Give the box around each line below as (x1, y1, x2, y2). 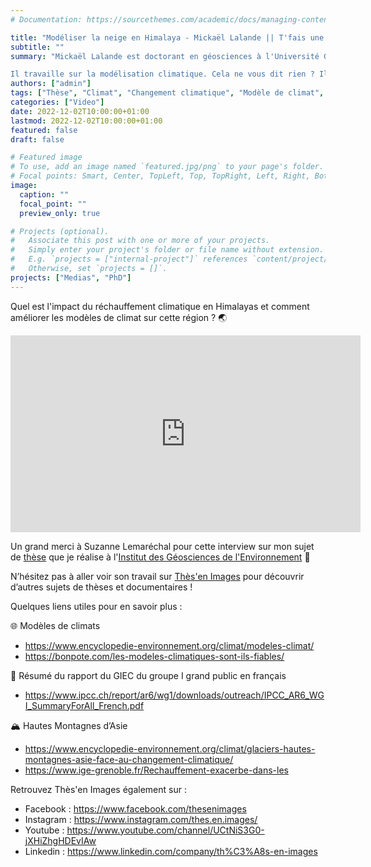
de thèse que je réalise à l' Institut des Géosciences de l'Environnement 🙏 (10, 551, 311, 563)
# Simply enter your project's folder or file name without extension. (10, 245, 325, 255)
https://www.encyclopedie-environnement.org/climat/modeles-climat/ (24, 639, 315, 651)
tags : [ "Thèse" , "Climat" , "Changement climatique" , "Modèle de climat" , (10, 88, 325, 98)
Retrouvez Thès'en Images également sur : (10, 783, 187, 795)
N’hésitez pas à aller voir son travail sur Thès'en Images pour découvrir (10, 570, 305, 582)
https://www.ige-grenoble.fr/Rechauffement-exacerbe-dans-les (24, 764, 289, 776)
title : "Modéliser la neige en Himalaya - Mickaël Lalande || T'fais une (10, 32, 325, 43)
